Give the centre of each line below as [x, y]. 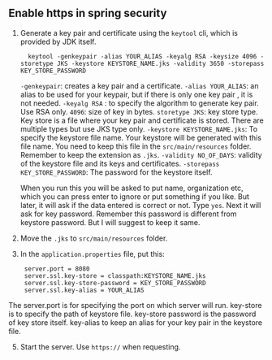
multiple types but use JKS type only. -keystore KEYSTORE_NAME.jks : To [139, 128]
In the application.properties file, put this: [92, 254]
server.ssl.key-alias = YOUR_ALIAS [84, 290]
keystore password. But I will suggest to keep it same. [110, 222]
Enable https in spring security [88, 13]
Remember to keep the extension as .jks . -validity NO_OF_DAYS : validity [141, 154]
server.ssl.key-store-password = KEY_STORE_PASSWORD [115, 283]
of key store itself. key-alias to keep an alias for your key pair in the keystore [135, 322]
